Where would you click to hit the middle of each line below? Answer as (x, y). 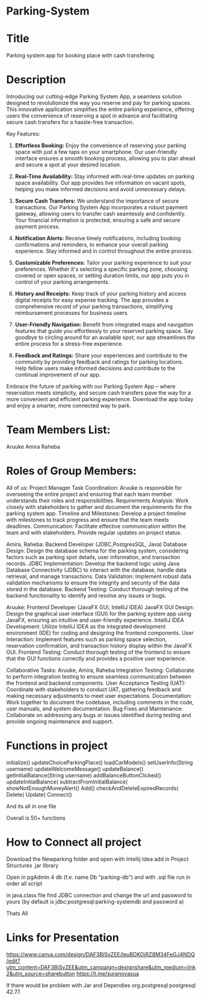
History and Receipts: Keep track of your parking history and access (100, 294)
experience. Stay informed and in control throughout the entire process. (104, 251)
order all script (24, 883)
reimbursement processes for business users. (72, 313)
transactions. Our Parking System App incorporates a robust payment (101, 207)
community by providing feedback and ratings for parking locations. (99, 362)
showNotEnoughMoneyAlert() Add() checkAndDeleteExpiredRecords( (92, 788)
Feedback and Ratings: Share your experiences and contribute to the (101, 356)
